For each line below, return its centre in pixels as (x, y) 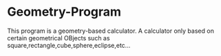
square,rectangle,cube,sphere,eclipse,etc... (69, 45)
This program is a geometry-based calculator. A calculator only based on (111, 31)
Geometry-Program (64, 12)
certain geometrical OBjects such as (59, 38)
